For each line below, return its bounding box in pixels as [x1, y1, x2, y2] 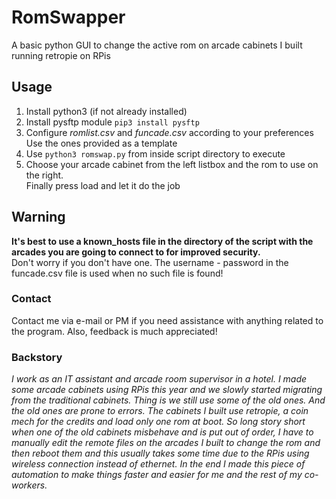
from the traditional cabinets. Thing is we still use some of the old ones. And [11, 394, 326, 406]
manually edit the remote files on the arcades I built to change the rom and [11, 437, 321, 449]
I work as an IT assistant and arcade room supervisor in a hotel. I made [11, 373, 308, 385]
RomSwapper [11, 6, 126, 29]
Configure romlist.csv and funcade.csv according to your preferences [25, 126, 314, 138]
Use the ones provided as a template [25, 137, 178, 149]
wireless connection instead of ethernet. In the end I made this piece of [11, 458, 306, 470]
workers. [11, 479, 48, 491]
